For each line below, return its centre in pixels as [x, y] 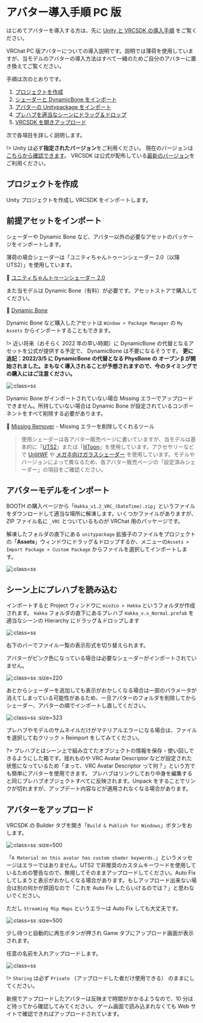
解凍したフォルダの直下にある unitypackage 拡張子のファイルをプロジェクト [101, 534]
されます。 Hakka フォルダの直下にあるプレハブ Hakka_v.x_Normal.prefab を [100, 613]
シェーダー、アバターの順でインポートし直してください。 [78, 706]
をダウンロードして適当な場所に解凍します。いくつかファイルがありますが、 [101, 514]
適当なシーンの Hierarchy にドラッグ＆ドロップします [73, 621]
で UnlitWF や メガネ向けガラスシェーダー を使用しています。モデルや [108, 454]
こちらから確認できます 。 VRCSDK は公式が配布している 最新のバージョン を [101, 155]
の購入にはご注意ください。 [41, 373]
